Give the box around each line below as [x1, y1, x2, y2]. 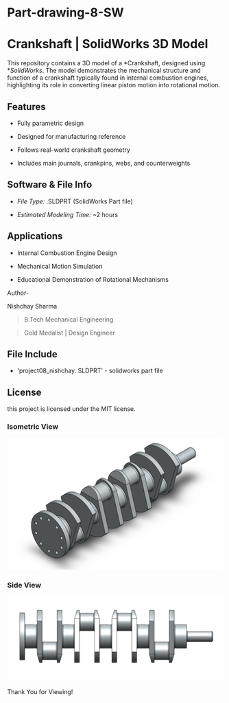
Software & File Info [7, 179, 93, 190]
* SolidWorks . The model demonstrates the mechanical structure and [7, 67, 201, 75]
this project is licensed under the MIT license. [7, 405, 136, 413]
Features [7, 101, 46, 113]
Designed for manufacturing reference [16, 132, 126, 140]
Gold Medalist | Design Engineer [23, 328, 115, 337]
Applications [7, 230, 63, 242]
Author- [7, 289, 29, 297]
